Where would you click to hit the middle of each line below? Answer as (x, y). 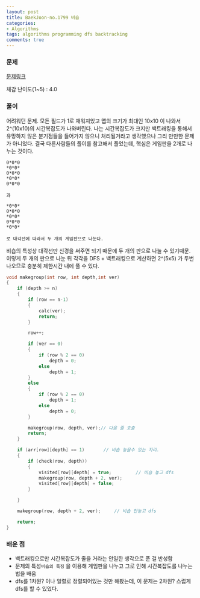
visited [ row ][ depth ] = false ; (76, 484)
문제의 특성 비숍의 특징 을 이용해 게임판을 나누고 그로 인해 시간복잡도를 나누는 (104, 566)
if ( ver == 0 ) (45, 344)
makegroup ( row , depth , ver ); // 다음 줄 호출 (82, 428)
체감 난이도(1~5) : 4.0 (32, 89)
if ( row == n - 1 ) (48, 300)
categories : (21, 23)
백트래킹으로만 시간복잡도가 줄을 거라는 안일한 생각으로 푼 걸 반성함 (94, 559)
